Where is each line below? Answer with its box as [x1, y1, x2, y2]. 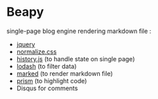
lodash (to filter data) [16, 62, 77, 70]
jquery [16, 40, 35, 48]
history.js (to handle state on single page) [16, 54, 135, 63]
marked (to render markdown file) [16, 69, 114, 78]
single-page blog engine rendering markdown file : [6, 27, 152, 35]
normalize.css [16, 47, 57, 56]
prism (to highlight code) [16, 76, 87, 85]
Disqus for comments [16, 84, 78, 92]
